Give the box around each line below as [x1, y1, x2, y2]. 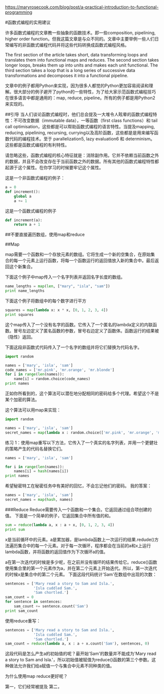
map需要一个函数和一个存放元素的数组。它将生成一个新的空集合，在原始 [5, 251, 151, 257]
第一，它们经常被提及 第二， [5, 684, 62, 690]
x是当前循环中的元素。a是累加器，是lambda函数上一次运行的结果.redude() [5, 537, 155, 542]
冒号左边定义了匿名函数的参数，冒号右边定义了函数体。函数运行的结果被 [13, 328, 159, 334]
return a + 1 [14, 222, 41, 227]
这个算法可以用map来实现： [5, 407, 61, 413]
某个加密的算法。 [5, 397, 40, 403]
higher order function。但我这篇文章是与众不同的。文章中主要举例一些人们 [5, 36, 155, 42]
